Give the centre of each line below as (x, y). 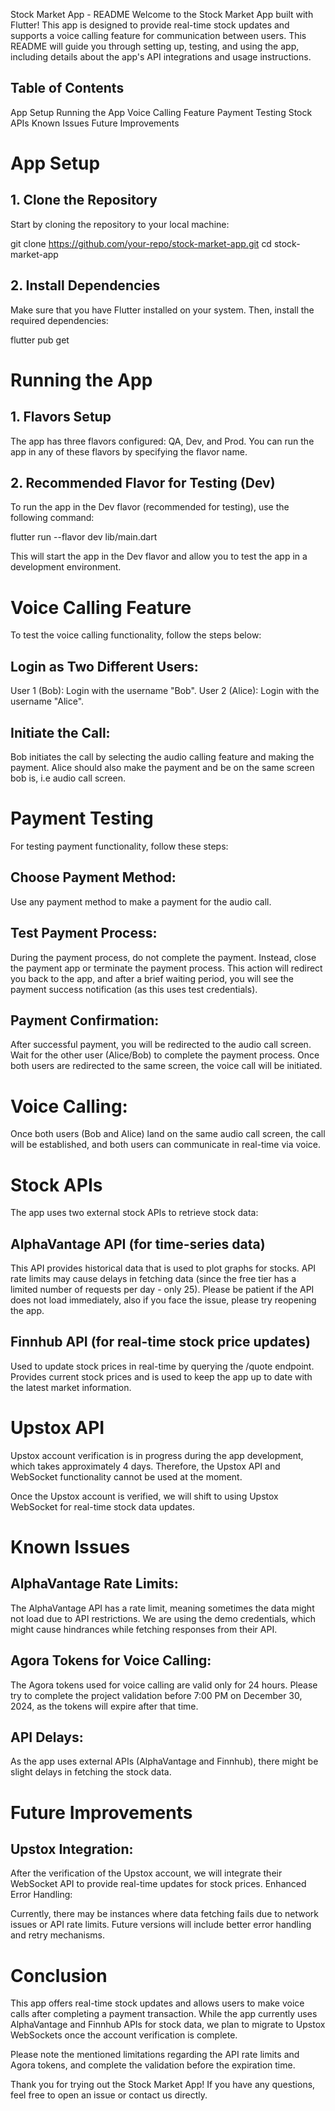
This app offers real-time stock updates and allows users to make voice (157, 2003)
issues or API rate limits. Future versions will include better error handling (161, 1925)
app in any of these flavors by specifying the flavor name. (129, 451)
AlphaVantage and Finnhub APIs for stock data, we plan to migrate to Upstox (168, 2025)
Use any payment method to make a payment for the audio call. (141, 901)
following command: (52, 518)
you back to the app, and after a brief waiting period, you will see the (152, 978)
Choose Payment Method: (93, 877)
